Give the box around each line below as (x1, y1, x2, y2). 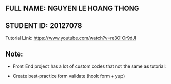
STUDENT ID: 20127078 (5, 21, 82, 30)
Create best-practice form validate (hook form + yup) (12, 73, 125, 79)
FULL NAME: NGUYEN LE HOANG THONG (5, 4, 139, 13)
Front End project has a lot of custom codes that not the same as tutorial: (12, 63, 166, 69)
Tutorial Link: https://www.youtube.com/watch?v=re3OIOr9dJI (5, 35, 136, 41)
